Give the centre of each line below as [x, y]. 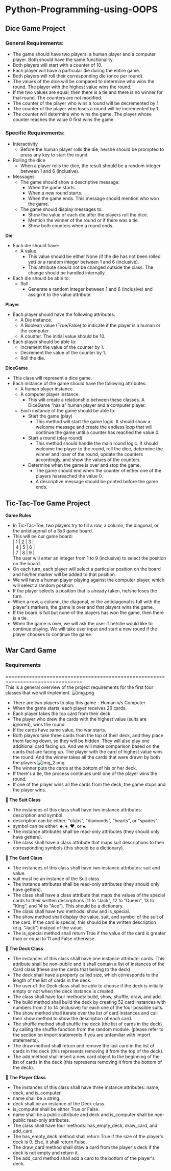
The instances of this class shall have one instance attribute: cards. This [89, 958]
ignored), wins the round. [39, 724]
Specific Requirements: [35, 133]
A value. [29, 251]
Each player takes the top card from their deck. [62, 713]
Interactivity [25, 144]
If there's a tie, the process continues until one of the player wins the [85, 773]
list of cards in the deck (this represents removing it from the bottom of [87, 1062]
